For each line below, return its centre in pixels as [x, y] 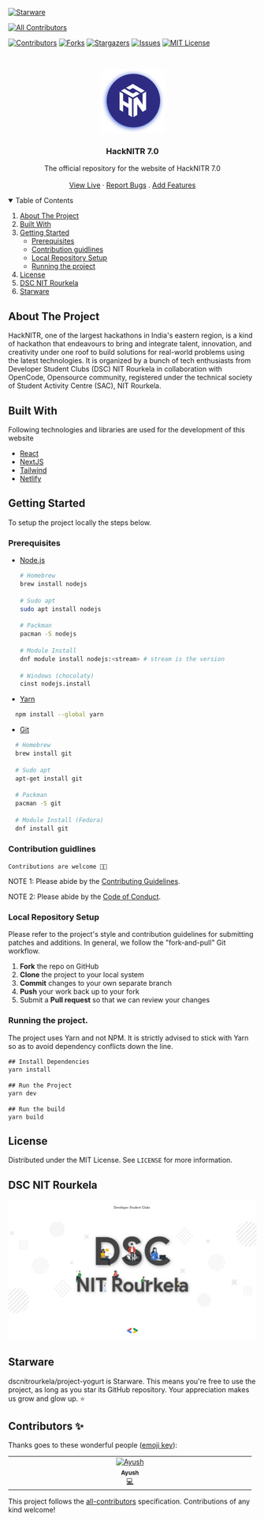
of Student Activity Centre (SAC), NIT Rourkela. [85, 386]
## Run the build [37, 1109]
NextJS [32, 462]
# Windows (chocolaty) [57, 676]
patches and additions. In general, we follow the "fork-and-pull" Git [117, 943]
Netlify [30, 478]
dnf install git [42, 828]
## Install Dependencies [49, 1062]
